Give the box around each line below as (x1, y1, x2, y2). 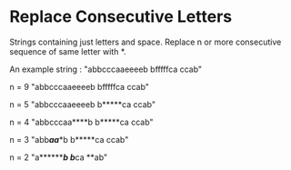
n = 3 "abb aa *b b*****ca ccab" (9, 134, 129, 145)
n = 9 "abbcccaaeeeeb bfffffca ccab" (9, 81, 150, 92)
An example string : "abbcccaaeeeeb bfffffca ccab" (9, 64, 203, 75)
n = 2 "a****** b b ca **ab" (9, 152, 108, 163)
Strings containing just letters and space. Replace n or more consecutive (9, 36, 282, 47)
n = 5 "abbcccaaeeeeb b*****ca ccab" (9, 98, 156, 110)
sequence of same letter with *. (9, 45, 126, 56)
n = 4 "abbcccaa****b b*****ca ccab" (9, 116, 154, 127)
